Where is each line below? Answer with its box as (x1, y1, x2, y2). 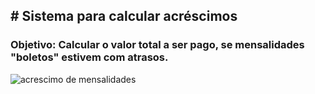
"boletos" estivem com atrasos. (10, 50, 169, 64)
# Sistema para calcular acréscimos (10, 8, 238, 25)
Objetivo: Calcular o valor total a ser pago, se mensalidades (10, 38, 305, 52)
